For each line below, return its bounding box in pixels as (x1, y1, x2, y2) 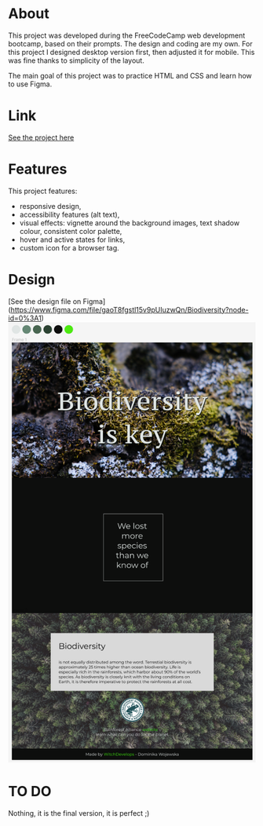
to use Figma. (8, 79, 53, 89)
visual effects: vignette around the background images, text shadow (19, 217, 240, 228)
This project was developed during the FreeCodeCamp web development (8, 31, 246, 40)
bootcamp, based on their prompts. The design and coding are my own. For (8, 38, 253, 48)
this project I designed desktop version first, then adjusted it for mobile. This (8, 47, 255, 57)
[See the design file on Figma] (8, 296, 106, 306)
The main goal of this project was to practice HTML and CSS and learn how (8, 71, 253, 80)
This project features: (8, 186, 78, 196)
